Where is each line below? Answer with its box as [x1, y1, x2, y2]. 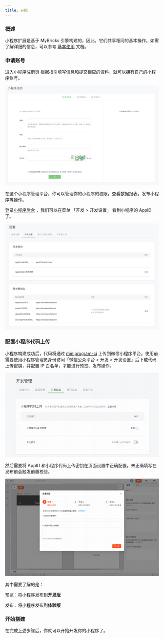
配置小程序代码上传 [5, 338, 50, 345]
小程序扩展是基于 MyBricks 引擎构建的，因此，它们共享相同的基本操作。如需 [5, 37, 159, 43]
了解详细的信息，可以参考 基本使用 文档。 [5, 43, 89, 49]
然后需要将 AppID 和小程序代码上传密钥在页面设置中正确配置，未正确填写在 [5, 463, 157, 469]
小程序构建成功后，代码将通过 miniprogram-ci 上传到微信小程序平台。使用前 [5, 350, 159, 356]
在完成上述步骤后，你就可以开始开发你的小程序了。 [5, 627, 108, 633]
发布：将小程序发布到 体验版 [5, 602, 61, 608]
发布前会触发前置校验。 [5, 469, 52, 474]
